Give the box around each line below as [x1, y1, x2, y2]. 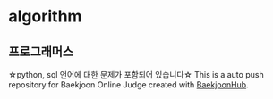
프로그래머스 [8, 44, 73, 59]
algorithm [8, 6, 82, 27]
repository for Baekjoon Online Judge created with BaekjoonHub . [8, 79, 249, 90]
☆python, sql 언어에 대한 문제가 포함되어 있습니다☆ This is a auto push [8, 70, 265, 79]
